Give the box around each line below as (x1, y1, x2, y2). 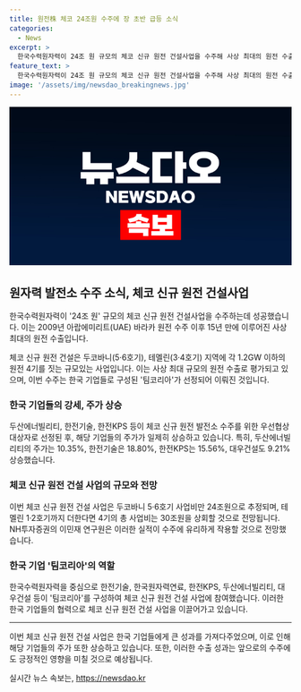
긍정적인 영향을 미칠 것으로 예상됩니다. (18, 654, 153, 664)
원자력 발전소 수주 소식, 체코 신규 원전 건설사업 (9, 285, 249, 300)
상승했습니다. (9, 455, 56, 466)
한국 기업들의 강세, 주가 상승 (9, 398, 123, 411)
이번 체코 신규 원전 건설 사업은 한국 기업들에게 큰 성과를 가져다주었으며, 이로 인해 (9, 631, 291, 642)
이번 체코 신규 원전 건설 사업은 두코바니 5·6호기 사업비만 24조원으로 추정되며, (9, 501, 279, 512)
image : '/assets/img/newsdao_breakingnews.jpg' (9, 81, 191, 90)
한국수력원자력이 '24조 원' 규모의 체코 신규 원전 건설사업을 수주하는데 (9, 311, 251, 321)
